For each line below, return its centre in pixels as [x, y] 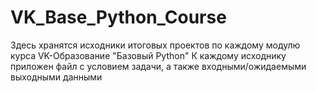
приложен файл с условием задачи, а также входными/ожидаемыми [158, 66]
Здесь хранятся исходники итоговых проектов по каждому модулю [155, 45]
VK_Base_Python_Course [118, 17]
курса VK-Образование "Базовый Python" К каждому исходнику [148, 55]
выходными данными [56, 77]
